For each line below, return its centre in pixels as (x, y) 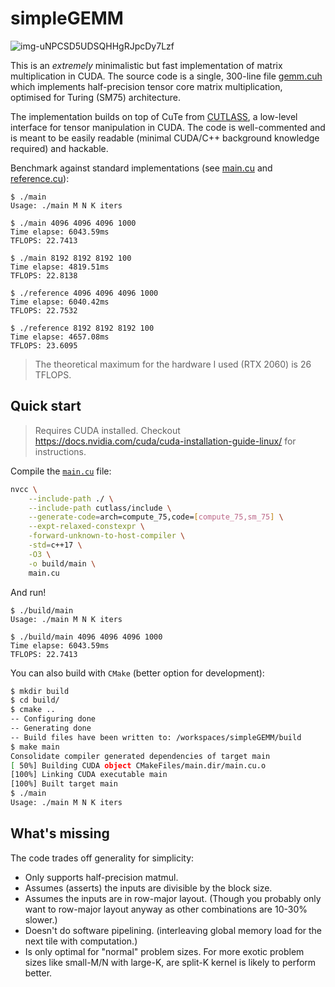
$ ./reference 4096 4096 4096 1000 (84, 293)
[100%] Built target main (64, 784)
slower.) (41, 919)
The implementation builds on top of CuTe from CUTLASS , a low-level (154, 116)
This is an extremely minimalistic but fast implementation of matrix (146, 65)
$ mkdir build (40, 691)
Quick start (46, 406)
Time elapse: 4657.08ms (60, 337)
